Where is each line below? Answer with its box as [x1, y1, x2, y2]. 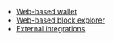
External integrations [15, 24, 86, 33]
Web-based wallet [15, 7, 77, 16]
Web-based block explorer [15, 15, 105, 25]
